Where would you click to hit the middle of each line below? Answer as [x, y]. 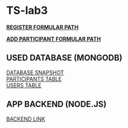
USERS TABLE [24, 85]
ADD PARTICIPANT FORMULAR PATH [54, 39]
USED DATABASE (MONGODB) [64, 58]
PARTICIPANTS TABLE [34, 78]
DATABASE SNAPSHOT [35, 72]
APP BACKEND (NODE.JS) [56, 104]
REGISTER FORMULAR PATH [42, 27]
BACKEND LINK [26, 119]
